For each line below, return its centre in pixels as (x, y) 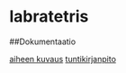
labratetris (49, 17)
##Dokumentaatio (43, 41)
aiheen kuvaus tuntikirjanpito (63, 59)
